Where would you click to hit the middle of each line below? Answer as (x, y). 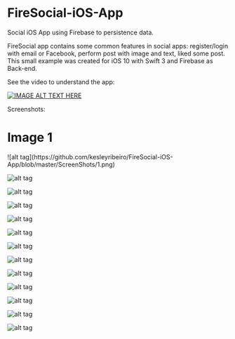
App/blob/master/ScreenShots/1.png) (61, 164)
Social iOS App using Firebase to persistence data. (81, 32)
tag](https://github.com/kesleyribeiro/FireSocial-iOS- (96, 157)
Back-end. (22, 68)
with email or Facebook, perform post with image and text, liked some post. (116, 53)
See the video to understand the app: (61, 81)
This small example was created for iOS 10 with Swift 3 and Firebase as (110, 60)
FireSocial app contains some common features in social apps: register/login (118, 46)
